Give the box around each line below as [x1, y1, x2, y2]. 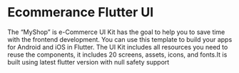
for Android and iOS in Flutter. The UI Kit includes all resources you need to [7, 43, 228, 51]
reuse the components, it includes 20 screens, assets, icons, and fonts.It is [7, 50, 228, 59]
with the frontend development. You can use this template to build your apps [7, 35, 233, 43]
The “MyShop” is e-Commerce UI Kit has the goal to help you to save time [7, 28, 225, 36]
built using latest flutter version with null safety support [7, 57, 170, 66]
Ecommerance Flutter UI [7, 4, 154, 21]
